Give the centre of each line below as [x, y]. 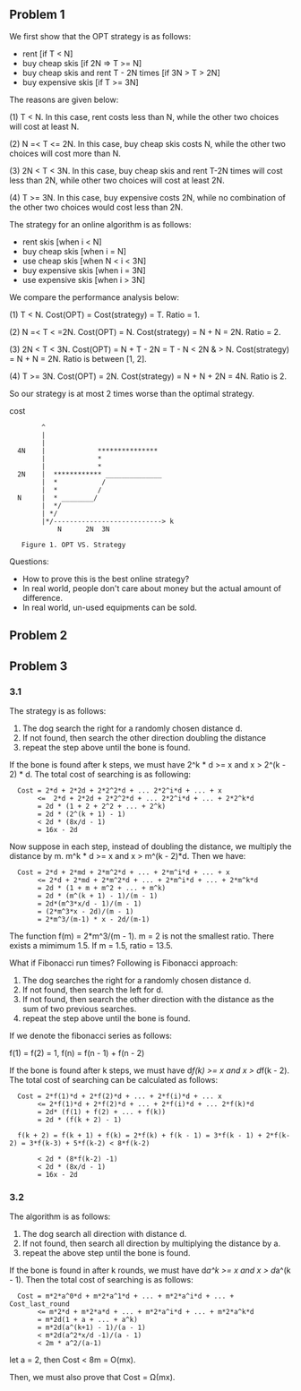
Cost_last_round [39, 1304]
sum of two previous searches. [79, 1009]
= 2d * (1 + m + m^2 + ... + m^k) [102, 888]
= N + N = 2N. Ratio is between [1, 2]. [78, 358]
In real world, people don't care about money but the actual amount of [152, 588]
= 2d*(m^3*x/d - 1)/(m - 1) [90, 904]
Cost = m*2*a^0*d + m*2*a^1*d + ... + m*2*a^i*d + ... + [126, 1297]
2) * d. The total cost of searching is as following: [100, 774]
